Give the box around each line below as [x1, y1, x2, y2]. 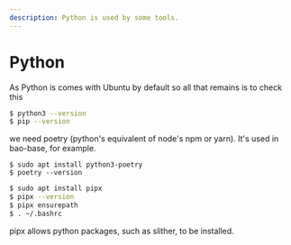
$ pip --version [9, 117, 70, 126]
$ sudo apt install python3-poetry [9, 160, 143, 169]
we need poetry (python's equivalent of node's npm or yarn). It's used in [9, 133, 279, 144]
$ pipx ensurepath [9, 201, 78, 210]
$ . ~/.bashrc [9, 209, 63, 218]
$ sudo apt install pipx [9, 184, 103, 194]
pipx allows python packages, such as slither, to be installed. [9, 225, 234, 236]
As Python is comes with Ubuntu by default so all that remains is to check [9, 82, 282, 93]
